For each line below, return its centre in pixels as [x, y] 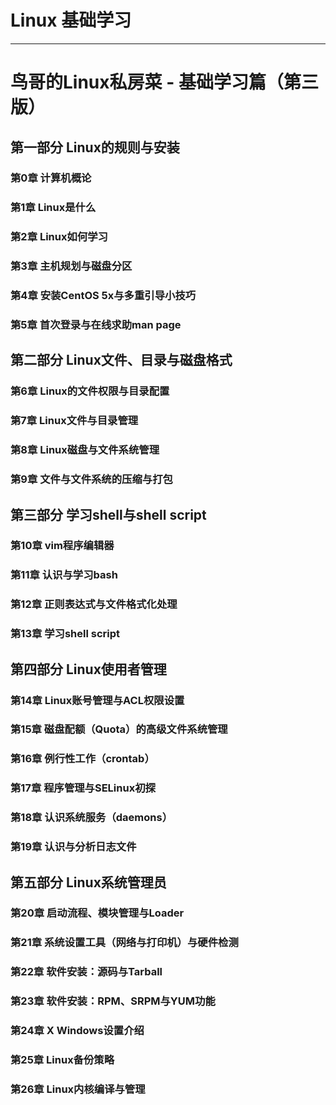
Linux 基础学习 [71, 20]
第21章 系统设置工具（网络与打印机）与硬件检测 [124, 943]
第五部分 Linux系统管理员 [88, 882]
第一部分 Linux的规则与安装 [95, 147]
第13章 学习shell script [65, 634]
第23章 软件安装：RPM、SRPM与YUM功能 [113, 1001]
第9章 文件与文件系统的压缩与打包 [91, 479]
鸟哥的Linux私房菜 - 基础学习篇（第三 [164, 82]
